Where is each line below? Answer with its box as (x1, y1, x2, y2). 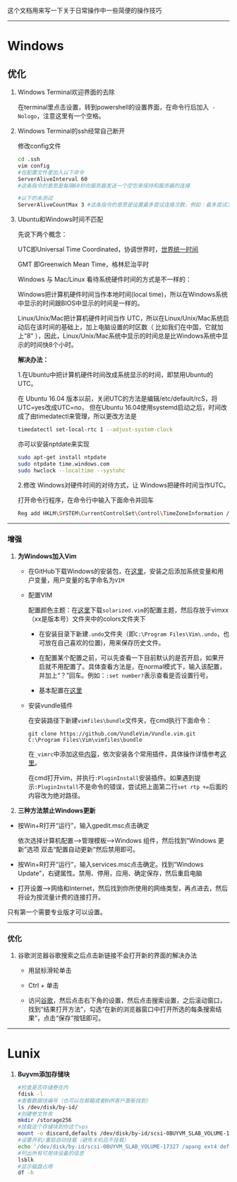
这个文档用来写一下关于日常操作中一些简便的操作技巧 (7, 6, 162, 14)
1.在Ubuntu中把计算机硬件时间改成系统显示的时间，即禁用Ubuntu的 (17, 370, 214, 379)
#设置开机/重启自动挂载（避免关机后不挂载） (17, 1137, 129, 1144)
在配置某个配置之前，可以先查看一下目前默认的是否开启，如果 (38, 653, 219, 662)
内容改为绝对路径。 (28, 791, 85, 800)
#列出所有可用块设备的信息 (17, 1150, 85, 1157)
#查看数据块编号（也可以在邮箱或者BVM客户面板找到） (17, 1097, 152, 1104)
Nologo (17, 113, 37, 120)
